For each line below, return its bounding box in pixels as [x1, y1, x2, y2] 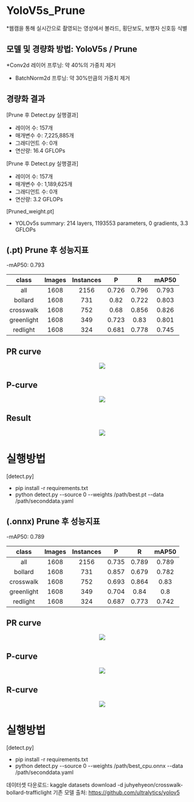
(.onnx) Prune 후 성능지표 [6, 516, 100, 527]
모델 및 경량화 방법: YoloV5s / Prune [6, 44, 138, 55]
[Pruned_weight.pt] [6, 207, 55, 215]
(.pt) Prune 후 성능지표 [6, 244, 89, 255]
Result [6, 413, 32, 423]
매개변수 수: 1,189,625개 [15, 180, 73, 187]
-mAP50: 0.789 [6, 533, 44, 540]
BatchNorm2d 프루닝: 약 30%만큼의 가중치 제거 [15, 74, 130, 81]
